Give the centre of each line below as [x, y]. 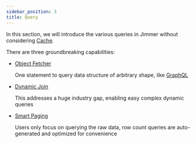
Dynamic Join [31, 86]
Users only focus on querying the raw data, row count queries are [95, 127]
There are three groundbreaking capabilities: [61, 52]
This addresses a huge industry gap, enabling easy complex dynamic [99, 98]
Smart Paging [31, 116]
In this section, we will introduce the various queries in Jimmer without [92, 34]
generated [27, 134]
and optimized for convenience [79, 134]
